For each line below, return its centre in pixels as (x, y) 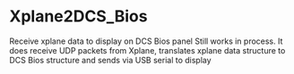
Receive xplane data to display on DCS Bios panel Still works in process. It (146, 41)
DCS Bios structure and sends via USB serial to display (111, 60)
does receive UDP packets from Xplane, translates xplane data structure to (147, 50)
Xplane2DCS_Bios (78, 16)
